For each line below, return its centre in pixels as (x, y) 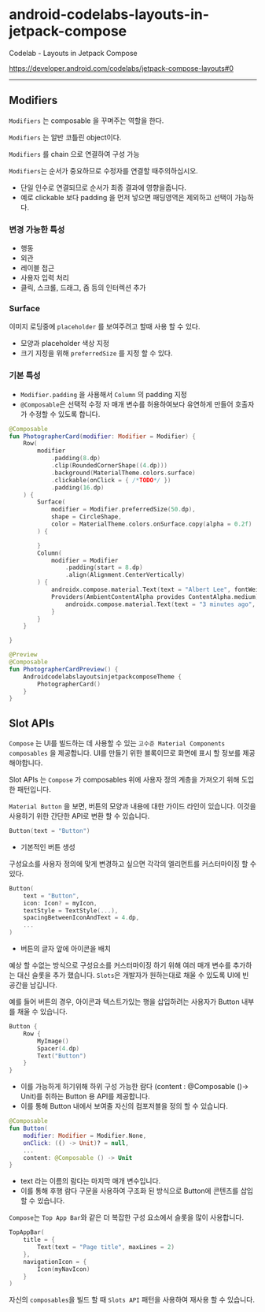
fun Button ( (28, 1128)
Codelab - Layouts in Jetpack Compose (74, 53)
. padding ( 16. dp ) (77, 487)
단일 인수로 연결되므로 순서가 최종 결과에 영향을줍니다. (103, 188)
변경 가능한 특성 (37, 229)
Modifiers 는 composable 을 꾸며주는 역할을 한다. (86, 121)
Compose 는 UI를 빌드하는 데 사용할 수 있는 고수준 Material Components (117, 743)
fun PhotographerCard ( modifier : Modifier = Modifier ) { (102, 436)
